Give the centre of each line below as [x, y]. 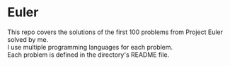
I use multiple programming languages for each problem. [90, 47]
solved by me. [28, 39]
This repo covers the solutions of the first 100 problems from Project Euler [115, 32]
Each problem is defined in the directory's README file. [88, 55]
